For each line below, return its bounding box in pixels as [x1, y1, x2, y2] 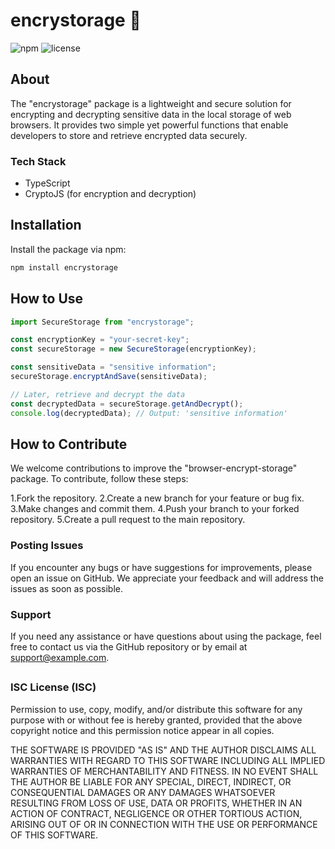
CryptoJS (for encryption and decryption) [24, 188, 197, 200]
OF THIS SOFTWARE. [10, 829, 99, 841]
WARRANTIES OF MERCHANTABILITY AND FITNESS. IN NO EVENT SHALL [10, 765, 319, 777]
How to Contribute [10, 435, 128, 453]
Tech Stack [10, 154, 67, 168]
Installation [10, 217, 82, 234]
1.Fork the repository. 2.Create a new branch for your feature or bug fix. [10, 492, 305, 504]
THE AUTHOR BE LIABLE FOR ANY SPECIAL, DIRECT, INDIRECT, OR [10, 775, 292, 788]
